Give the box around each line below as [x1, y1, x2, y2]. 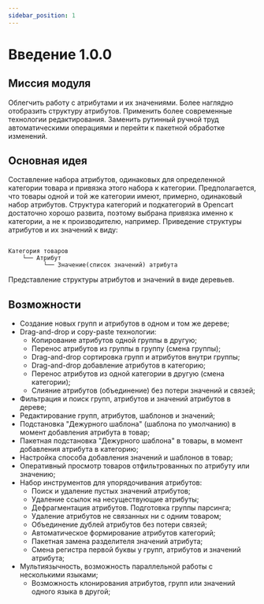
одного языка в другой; [31, 587, 111, 596]
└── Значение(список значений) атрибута [43, 261, 178, 269]
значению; [19, 470, 56, 479]
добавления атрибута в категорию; [19, 445, 139, 454]
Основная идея [8, 155, 88, 168]
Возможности [8, 297, 81, 311]
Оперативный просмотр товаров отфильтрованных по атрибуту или [19, 461, 250, 471]
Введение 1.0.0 [8, 45, 113, 63]
